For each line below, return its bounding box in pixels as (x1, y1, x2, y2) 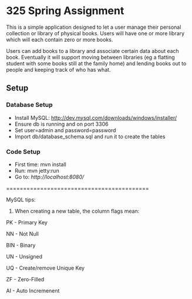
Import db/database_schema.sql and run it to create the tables (14, 133, 166, 140)
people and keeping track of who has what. (6, 66, 111, 73)
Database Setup (6, 101, 53, 109)
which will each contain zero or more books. (6, 36, 113, 43)
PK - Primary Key (6, 219, 48, 226)
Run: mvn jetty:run (14, 167, 60, 174)
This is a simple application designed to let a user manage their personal (6, 23, 181, 31)
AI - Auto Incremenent (6, 287, 60, 294)
